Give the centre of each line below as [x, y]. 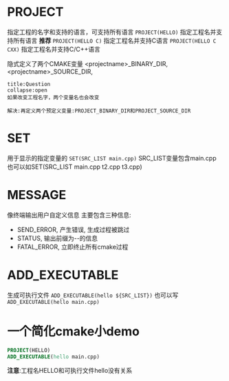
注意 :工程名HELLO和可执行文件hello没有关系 [70, 371]
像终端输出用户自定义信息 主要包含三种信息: [69, 215]
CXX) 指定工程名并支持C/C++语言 [54, 49]
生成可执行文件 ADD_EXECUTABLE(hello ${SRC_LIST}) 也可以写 [93, 295]
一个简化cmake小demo [73, 331]
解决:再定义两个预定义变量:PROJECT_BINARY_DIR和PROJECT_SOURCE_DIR [99, 111]
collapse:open [28, 90]
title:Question [29, 84]
